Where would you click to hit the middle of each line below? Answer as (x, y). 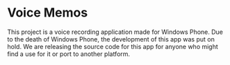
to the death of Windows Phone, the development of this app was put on (111, 39)
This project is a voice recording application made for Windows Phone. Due (115, 32)
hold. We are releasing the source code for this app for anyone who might (113, 46)
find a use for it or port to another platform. (69, 54)
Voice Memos (48, 13)
